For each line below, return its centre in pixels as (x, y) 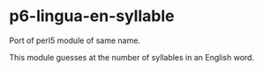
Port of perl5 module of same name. (75, 40)
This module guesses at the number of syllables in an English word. (131, 57)
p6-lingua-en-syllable (92, 16)
